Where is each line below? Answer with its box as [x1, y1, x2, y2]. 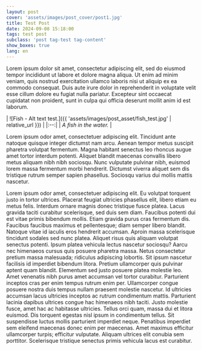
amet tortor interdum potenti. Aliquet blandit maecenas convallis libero [6, 152, 181, 159]
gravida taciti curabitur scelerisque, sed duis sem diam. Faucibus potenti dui [6, 209, 196, 216]
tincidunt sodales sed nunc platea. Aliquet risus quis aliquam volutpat [6, 234, 178, 241]
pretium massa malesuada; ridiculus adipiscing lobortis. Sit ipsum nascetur [6, 253, 192, 261]
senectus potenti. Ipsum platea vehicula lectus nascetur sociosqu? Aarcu [6, 241, 188, 248]
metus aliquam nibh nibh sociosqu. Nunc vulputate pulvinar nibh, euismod [6, 158, 191, 166]
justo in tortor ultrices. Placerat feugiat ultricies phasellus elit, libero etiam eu [6, 196, 197, 203]
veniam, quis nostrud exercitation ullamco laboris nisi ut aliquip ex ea [6, 77, 177, 84]
